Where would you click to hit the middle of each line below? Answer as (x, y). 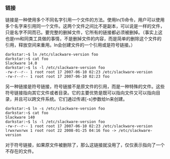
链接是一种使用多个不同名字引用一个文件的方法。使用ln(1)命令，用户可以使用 (85, 20)
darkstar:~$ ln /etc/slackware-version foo (52, 55)
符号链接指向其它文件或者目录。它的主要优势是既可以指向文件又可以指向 (80, 93)
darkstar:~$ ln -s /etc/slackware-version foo (55, 109)
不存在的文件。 (21, 151)
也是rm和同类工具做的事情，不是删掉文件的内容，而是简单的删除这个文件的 (83, 39)
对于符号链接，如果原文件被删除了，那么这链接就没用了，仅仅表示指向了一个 (85, 145)
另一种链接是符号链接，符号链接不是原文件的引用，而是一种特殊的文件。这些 (85, 87)
